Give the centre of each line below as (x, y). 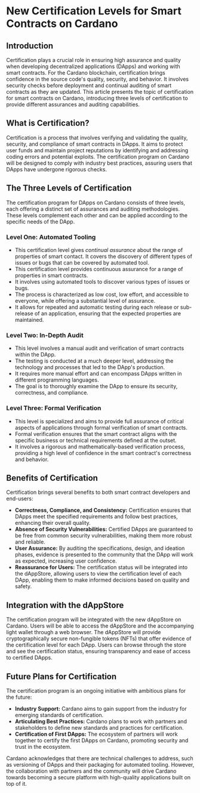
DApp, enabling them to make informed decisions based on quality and (102, 580)
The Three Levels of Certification (69, 188)
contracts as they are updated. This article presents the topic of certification (100, 92)
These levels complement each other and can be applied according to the (97, 215)
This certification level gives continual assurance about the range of (99, 250)
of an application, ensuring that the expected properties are (108, 313)
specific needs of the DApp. (41, 222)
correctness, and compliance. (51, 393)
